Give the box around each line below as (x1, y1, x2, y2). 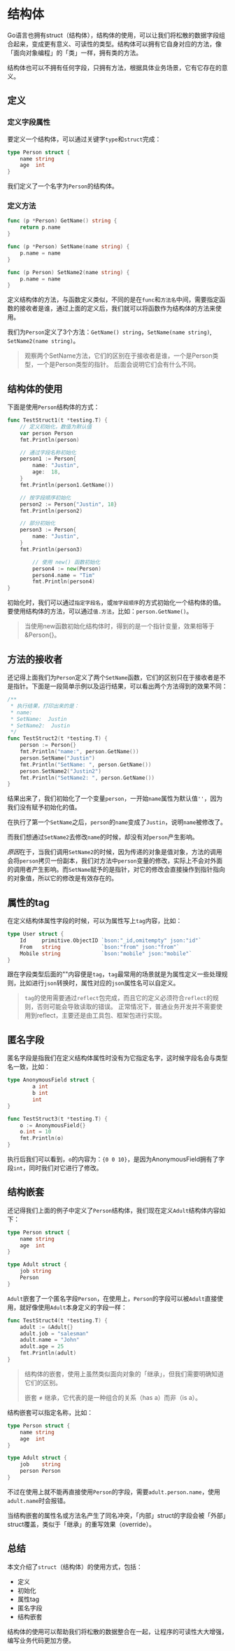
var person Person (20, 429, 73, 437)
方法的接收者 (7, 653, 63, 665)
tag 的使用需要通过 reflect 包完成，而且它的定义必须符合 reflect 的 (24, 994, 213, 1002)
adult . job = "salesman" (20, 1330, 90, 1337)
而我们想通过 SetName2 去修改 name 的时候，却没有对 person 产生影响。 (7, 833, 199, 842)
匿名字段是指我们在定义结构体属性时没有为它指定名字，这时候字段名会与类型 (7, 1053, 228, 1063)
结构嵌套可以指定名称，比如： (7, 1408, 93, 1417)
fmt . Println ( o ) (20, 1135, 64, 1142)
